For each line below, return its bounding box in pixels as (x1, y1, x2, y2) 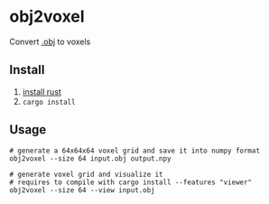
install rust (22, 86, 61, 97)
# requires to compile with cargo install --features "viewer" (9, 178, 253, 187)
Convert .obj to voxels (9, 36, 91, 47)
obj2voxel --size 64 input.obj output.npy (9, 153, 172, 163)
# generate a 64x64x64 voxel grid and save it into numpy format (9, 146, 260, 155)
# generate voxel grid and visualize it (9, 170, 164, 179)
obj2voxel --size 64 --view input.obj (9, 185, 155, 195)
